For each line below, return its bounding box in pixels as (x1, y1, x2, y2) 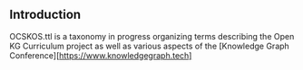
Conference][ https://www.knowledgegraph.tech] (9, 49, 192, 61)
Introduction (9, 7, 82, 22)
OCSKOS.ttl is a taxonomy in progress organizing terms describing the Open (9, 31, 295, 41)
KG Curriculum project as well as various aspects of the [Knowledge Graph (9, 40, 290, 51)
